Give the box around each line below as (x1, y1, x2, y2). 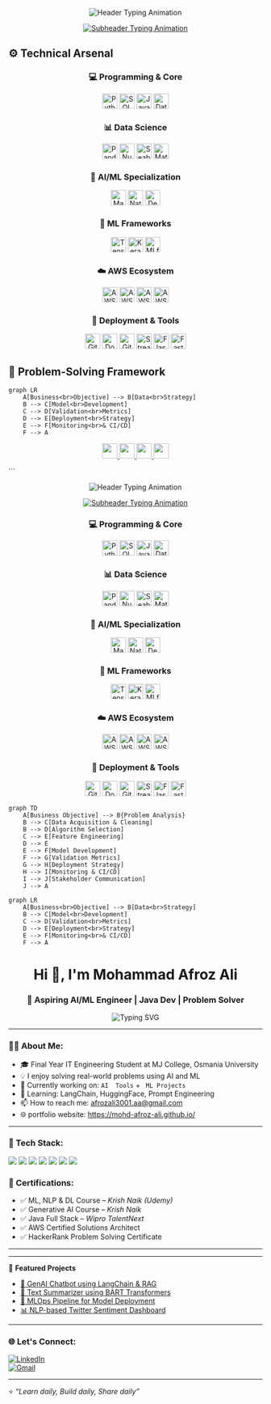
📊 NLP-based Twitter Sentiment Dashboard (19, 1305, 166, 1315)
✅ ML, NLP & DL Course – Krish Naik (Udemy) (19, 1195, 173, 1205)
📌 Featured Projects (8, 1263, 77, 1273)
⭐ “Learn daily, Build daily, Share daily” (8, 1387, 140, 1397)
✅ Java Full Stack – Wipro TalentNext (19, 1214, 144, 1224)
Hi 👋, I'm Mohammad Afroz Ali (33, 965, 238, 983)
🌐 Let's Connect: (8, 1336, 77, 1347)
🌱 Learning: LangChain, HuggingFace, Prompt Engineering (19, 1089, 215, 1098)
